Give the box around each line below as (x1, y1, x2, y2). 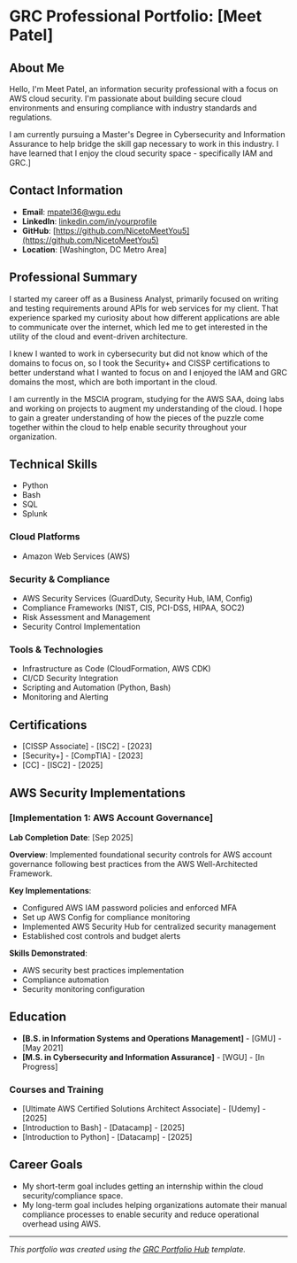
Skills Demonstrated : (9, 948, 88, 958)
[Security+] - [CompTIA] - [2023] (21, 750, 144, 761)
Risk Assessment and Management (21, 612, 151, 623)
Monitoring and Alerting (21, 692, 109, 702)
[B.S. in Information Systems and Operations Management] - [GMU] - (21, 1033, 282, 1043)
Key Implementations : (9, 885, 92, 895)
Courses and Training (9, 1083, 104, 1096)
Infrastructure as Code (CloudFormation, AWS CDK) (21, 663, 211, 674)
